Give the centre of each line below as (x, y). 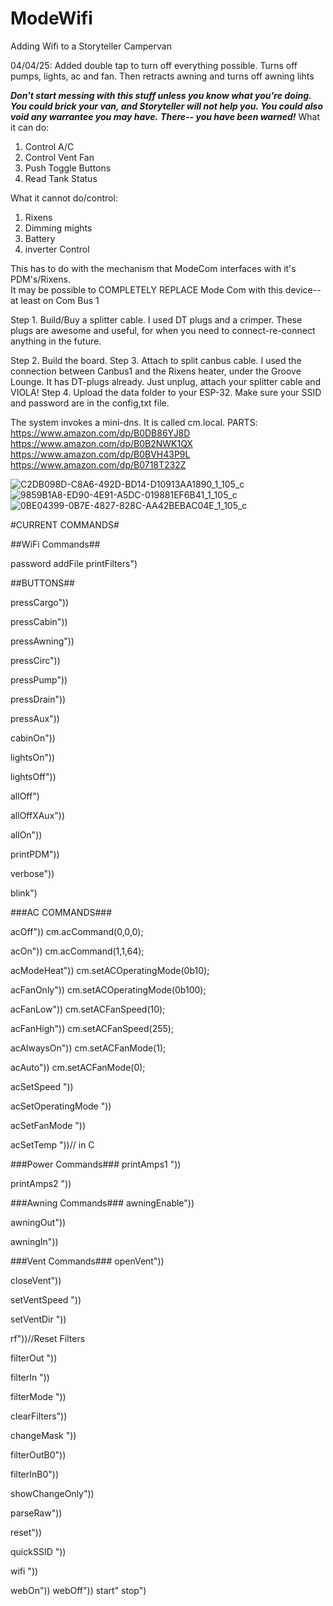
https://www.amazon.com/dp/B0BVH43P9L (100, 454)
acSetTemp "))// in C (52, 1144)
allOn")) (26, 834)
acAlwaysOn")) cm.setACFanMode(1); (88, 1048)
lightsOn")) (33, 757)
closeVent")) (36, 1280)
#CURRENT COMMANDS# (65, 524)
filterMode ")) (38, 1396)
